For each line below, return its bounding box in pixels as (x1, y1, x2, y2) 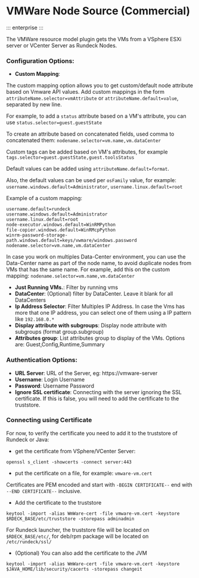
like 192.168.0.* (14, 315, 55, 323)
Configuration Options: (6, 57, 74, 65)
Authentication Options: (6, 356, 77, 364)
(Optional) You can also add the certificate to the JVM (14, 549, 147, 557)
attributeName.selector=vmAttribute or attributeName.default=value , (6, 94, 179, 102)
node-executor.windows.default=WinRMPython (6, 222, 116, 228)
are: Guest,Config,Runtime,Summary (14, 341, 105, 348)
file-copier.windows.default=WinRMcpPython (6, 227, 116, 233)
